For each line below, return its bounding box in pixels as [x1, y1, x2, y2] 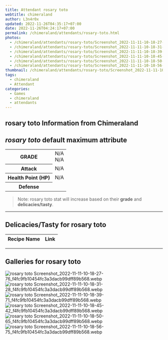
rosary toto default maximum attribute [5, 135, 127, 144]
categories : [5, 86, 30, 91]
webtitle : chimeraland [5, 12, 52, 17]
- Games [9, 91, 26, 96]
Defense [18, 183, 39, 190]
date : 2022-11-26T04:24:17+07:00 [5, 26, 75, 31]
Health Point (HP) [7, 174, 50, 181]
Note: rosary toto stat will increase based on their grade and [17, 196, 142, 202]
